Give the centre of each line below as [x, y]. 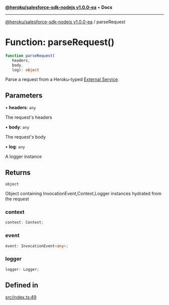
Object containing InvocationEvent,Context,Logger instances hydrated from [83, 194]
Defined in [22, 285]
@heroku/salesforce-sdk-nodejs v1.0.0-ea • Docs [59, 7]
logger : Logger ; [22, 269]
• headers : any [21, 108]
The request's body [26, 137]
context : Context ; [24, 223]
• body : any [17, 127]
